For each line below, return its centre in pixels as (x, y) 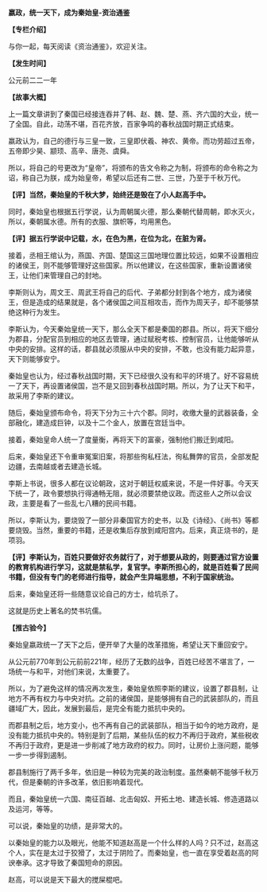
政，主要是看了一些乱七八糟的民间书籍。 (74, 503)
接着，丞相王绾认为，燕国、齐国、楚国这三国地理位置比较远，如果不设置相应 (133, 255)
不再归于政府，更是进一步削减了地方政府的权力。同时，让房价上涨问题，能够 (133, 745)
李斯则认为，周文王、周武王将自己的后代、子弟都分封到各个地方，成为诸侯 (130, 292)
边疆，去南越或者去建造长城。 (57, 466)
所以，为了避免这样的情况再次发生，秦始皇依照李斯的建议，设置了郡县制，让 (133, 689)
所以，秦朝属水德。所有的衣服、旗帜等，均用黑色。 (92, 221)
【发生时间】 (29, 63)
